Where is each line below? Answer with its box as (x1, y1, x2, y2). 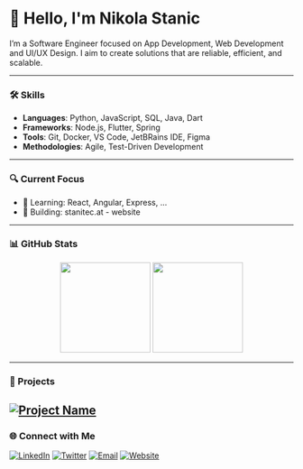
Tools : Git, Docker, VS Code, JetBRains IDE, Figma (22, 132, 210, 143)
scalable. (9, 57, 43, 68)
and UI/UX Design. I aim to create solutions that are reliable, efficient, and (9, 47, 282, 58)
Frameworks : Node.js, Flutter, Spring (22, 122, 161, 133)
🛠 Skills (9, 88, 45, 101)
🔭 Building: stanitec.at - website (22, 207, 142, 217)
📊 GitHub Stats (9, 238, 78, 251)
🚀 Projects (9, 374, 56, 387)
